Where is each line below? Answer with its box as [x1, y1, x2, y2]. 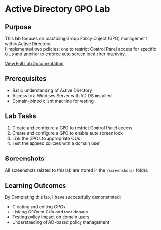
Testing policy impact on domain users [12, 214, 90, 220]
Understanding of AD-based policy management [12, 219, 110, 225]
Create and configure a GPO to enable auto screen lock [12, 130, 123, 136]
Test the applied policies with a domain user [12, 140, 100, 146]
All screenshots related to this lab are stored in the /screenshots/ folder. [5, 167, 149, 173]
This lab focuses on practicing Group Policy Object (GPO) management [5, 35, 147, 41]
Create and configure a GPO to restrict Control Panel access [12, 125, 133, 131]
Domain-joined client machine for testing [12, 98, 94, 104]
